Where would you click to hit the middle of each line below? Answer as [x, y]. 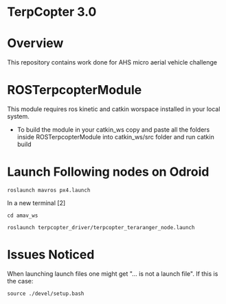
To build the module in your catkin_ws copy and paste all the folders [113, 130]
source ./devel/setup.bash [46, 293]
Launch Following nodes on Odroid [108, 172]
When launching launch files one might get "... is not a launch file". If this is [113, 273]
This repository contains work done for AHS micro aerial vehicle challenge [112, 62]
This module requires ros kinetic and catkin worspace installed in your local [114, 109]
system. [18, 117]
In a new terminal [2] [36, 203]
